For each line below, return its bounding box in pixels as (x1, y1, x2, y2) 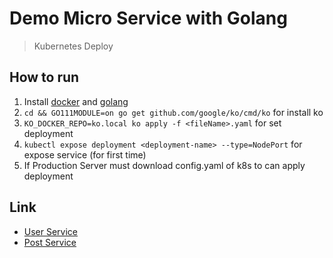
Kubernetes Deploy (33, 40, 114, 52)
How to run (9, 69, 80, 86)
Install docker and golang (23, 95, 129, 107)
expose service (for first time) (23, 148, 147, 161)
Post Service (23, 236, 77, 248)
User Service (23, 225, 79, 237)
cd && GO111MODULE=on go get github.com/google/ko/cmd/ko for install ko (23, 106, 324, 118)
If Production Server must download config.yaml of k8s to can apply (23, 159, 306, 171)
